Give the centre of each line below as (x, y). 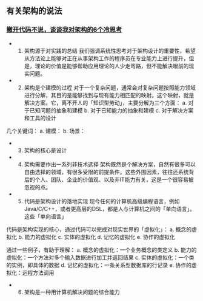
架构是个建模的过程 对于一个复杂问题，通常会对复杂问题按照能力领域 (110, 88)
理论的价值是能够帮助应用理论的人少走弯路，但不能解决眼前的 (112, 66)
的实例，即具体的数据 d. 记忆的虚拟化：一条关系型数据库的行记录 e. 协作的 (99, 265)
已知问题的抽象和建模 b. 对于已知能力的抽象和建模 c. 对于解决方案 (111, 110)
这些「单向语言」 (45, 216)
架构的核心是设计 (45, 150)
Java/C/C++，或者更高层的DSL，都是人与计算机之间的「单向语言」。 (109, 209)
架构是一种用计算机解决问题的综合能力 (72, 292)
